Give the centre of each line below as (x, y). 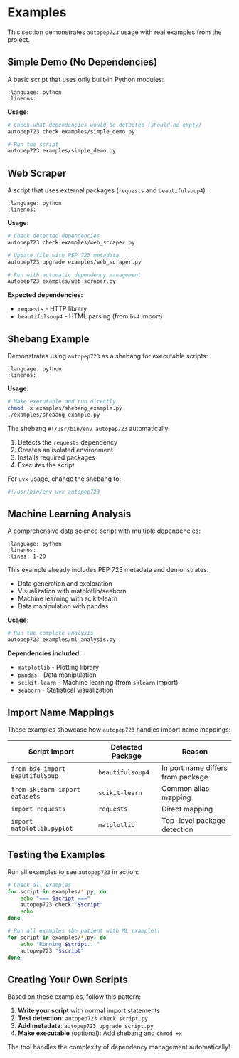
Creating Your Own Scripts (68, 979)
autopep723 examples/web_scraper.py (62, 281)
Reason (195, 751)
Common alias (185, 788)
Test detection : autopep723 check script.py (83, 1018)
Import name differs (194, 768)
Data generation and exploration (65, 584)
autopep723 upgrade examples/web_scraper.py (74, 262)
